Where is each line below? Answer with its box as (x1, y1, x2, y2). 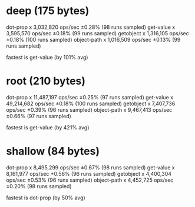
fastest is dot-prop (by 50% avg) (6, 194, 85, 201)
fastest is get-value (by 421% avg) (6, 123, 90, 131)
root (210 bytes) (6, 75, 86, 88)
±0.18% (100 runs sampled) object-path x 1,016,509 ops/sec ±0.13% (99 (6, 36, 181, 43)
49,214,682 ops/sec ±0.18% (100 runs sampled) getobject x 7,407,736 (6, 100, 176, 107)
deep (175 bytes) (6, 4, 90, 18)
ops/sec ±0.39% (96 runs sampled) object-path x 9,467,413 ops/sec (6, 106, 173, 113)
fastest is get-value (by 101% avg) (6, 54, 88, 61)
